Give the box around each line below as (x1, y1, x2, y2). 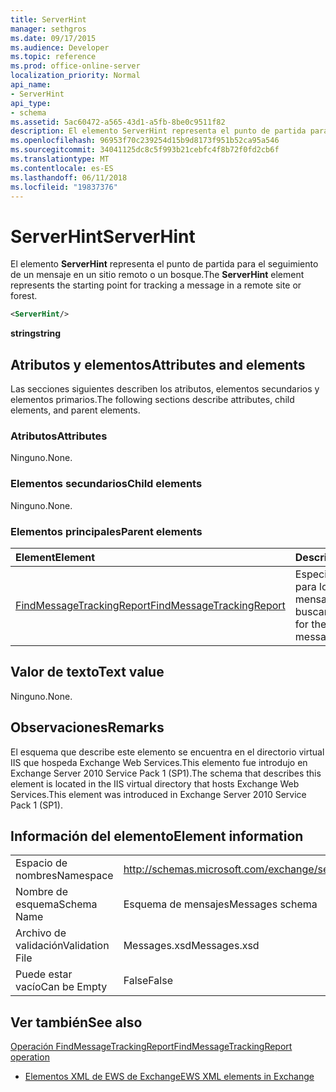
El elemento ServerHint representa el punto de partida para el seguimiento (10, 258, 319, 270)
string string (10, 327, 62, 340)
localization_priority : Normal (10, 71, 141, 81)
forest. (10, 290, 38, 302)
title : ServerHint (10, 14, 87, 25)
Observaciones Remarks (10, 719, 165, 736)
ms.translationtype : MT (10, 154, 110, 164)
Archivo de (15, 926, 67, 940)
